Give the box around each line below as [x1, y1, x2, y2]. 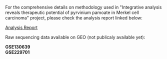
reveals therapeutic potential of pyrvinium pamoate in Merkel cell [5, 9, 139, 15]
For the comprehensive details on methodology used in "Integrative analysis [5, 4, 162, 10]
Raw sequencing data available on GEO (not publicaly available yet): [5, 34, 145, 40]
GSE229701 [5, 49, 30, 55]
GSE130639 [5, 44, 30, 49]
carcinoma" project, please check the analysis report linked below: [5, 15, 142, 20]
